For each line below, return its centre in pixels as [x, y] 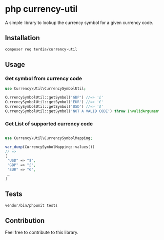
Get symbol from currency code [43, 78]
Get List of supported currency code [49, 123]
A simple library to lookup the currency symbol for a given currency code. [79, 23]
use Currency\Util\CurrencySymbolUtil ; [46, 89]
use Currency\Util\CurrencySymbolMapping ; [49, 138]
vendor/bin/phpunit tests [31, 205]
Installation [22, 38]
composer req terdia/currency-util [41, 49]
